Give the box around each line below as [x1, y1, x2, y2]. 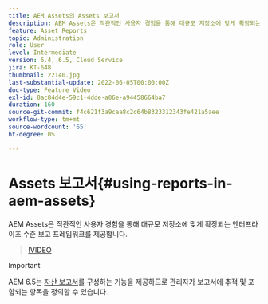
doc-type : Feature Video [8, 85, 91, 94]
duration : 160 [8, 101, 56, 109]
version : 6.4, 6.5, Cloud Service [8, 57, 124, 65]
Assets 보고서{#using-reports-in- [8, 174, 233, 192]
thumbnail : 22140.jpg [8, 71, 81, 79]
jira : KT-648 [8, 64, 52, 72]
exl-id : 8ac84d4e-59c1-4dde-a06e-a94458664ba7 [8, 93, 166, 101]
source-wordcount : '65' [8, 123, 88, 131]
